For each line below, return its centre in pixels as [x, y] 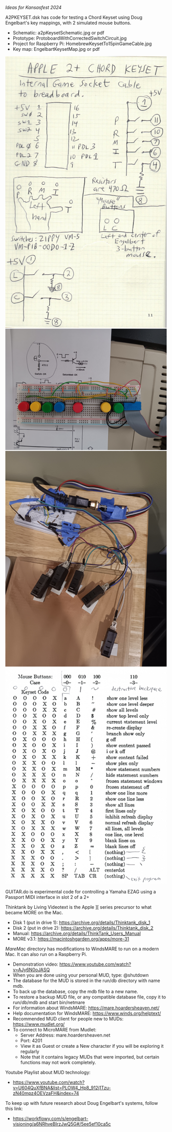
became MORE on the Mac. [34, 912]
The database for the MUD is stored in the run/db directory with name [86, 981]
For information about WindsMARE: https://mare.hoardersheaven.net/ [86, 1008]
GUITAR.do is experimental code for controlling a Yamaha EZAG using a [81, 891]
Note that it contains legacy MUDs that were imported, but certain [90, 1057]
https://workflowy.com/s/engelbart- [50, 1118]
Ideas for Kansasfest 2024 [34, 7]
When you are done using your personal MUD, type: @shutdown [81, 975]
